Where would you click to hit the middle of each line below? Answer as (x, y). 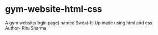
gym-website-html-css (53, 9)
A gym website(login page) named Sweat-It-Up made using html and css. (79, 23)
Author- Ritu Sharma (26, 28)
